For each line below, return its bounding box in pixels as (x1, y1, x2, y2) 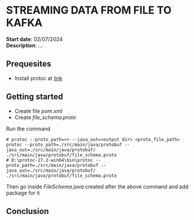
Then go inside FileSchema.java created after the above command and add (6, 183, 189, 190)
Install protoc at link (14, 74, 63, 81)
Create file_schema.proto (14, 113, 76, 121)
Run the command (6, 125, 51, 132)
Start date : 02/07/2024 (6, 35, 63, 42)
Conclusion (6, 206, 49, 216)
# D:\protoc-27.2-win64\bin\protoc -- (6, 157, 101, 163)
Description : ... (6, 42, 43, 49)
